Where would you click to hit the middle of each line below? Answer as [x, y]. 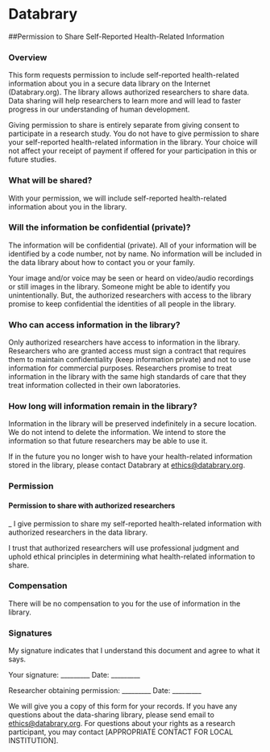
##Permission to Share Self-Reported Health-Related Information [116, 36]
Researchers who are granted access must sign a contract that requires [127, 351]
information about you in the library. [68, 206]
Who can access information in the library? [94, 324]
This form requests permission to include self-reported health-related [124, 75]
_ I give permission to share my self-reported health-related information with [135, 523]
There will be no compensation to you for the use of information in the [125, 603]
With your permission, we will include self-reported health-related [118, 198]
